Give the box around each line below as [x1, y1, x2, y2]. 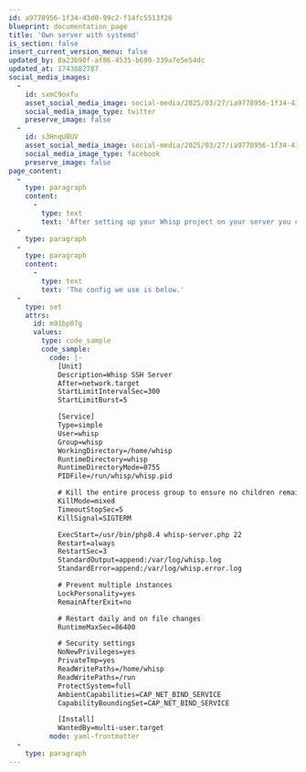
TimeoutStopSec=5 [57, 504, 124, 514]
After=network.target [57, 378, 141, 388]
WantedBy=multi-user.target [57, 724, 165, 733]
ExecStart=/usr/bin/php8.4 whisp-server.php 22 [57, 530, 243, 539]
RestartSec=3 [57, 547, 107, 556]
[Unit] [57, 362, 83, 371]
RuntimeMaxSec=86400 [57, 622, 136, 631]
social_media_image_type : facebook [25, 149, 161, 158]
